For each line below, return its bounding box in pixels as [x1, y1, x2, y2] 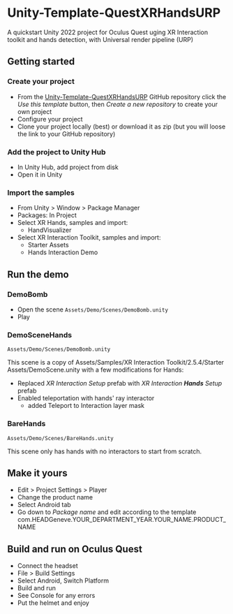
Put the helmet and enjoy [17, 599, 89, 607]
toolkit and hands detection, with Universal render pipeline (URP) [7, 35, 194, 43]
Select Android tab [17, 501, 71, 509]
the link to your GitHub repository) [17, 129, 116, 138]
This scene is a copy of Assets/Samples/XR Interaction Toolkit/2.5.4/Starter [7, 358, 225, 367]
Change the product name [17, 493, 93, 502]
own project [17, 107, 52, 116]
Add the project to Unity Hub [7, 147, 106, 156]
